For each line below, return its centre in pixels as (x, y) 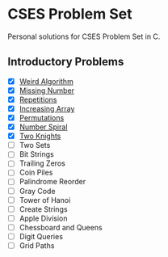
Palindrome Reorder (52, 182)
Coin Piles (36, 173)
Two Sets (35, 145)
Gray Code (37, 191)
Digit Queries (41, 236)
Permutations (42, 118)
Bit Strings (36, 154)
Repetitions (38, 99)
